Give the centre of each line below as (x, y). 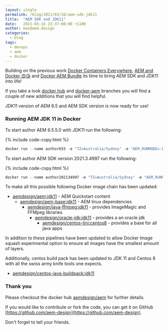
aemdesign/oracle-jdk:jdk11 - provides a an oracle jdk (90, 218)
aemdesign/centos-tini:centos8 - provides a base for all (100, 223)
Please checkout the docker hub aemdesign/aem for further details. (75, 297)
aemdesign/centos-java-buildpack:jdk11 (53, 273)
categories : (17, 33)
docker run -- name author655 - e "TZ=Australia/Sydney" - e (67, 149)
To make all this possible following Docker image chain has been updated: (81, 187)
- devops (19, 47)
